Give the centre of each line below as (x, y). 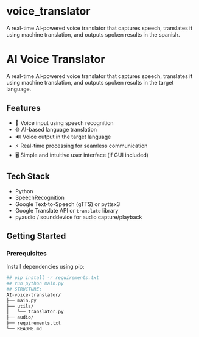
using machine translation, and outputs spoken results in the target (90, 82)
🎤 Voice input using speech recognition (64, 122)
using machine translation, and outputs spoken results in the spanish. (93, 34)
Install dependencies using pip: (45, 267)
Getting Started (36, 236)
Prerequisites (26, 253)
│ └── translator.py (35, 312)
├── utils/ (20, 306)
